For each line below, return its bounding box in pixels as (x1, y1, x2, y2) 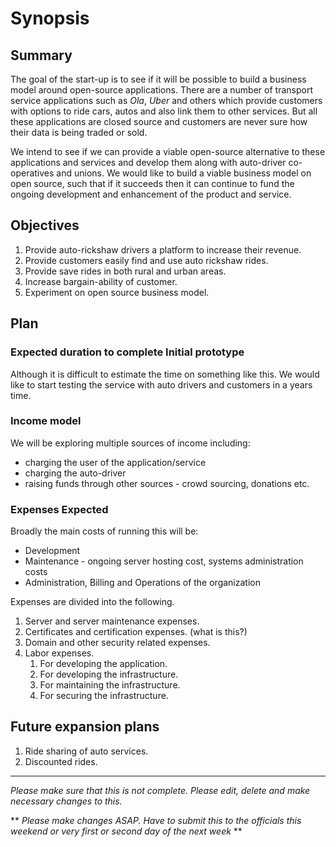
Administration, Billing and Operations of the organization (24, 577, 261, 589)
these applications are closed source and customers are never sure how (10, 116, 308, 127)
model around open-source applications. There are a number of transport (10, 84, 313, 96)
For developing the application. (39, 658, 168, 670)
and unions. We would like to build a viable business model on (56, 167, 312, 179)
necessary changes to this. (10, 795, 123, 807)
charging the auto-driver (24, 467, 127, 479)
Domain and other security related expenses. (24, 637, 211, 649)
